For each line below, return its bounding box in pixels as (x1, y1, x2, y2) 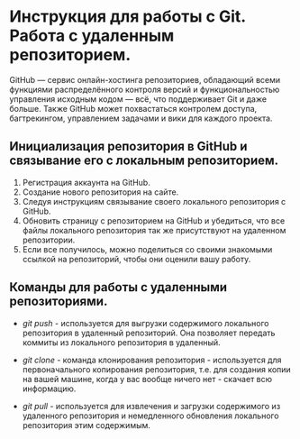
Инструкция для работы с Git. (9, 6, 246, 27)
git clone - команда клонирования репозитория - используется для (22, 354, 282, 365)
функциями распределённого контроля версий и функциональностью (9, 84, 280, 95)
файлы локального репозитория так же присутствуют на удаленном (22, 224, 286, 235)
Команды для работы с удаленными (9, 279, 228, 295)
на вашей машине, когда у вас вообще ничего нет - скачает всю (22, 373, 273, 384)
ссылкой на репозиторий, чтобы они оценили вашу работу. (22, 253, 251, 264)
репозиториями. (9, 294, 108, 309)
